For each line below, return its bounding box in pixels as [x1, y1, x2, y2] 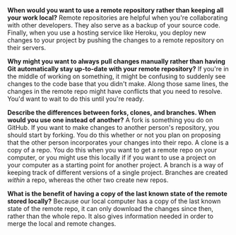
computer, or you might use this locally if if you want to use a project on [7, 153, 216, 162]
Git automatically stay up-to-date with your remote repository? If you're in [7, 65, 230, 73]
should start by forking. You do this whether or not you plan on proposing [7, 131, 221, 139]
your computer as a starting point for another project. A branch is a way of [7, 161, 224, 169]
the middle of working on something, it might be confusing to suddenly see [7, 72, 226, 80]
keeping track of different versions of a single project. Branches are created [7, 169, 228, 176]
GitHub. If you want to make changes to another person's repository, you [7, 123, 220, 131]
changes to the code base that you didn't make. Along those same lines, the [7, 80, 229, 88]
